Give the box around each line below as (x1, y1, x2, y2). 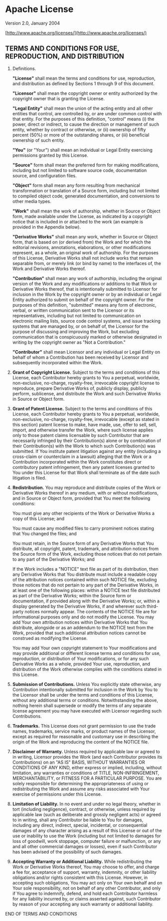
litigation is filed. (12, 475, 46, 481)
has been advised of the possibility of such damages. (12, 848, 123, 855)
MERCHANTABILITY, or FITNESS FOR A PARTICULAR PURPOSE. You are (12, 775, 162, 781)
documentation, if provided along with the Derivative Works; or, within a (12, 598, 160, 604)
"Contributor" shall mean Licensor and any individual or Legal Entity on (12, 349, 161, 355)
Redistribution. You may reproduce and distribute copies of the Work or (12, 485, 161, 491)
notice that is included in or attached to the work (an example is (12, 218, 144, 224)
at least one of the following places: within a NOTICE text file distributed (12, 587, 161, 593)
